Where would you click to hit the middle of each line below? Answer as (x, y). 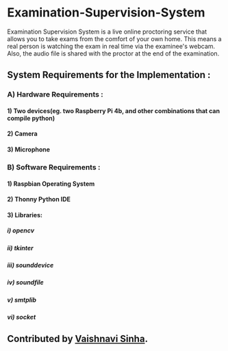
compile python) (31, 118)
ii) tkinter (20, 247)
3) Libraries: (25, 215)
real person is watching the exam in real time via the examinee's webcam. (111, 46)
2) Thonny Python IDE (39, 199)
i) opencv (21, 230)
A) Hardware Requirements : (55, 95)
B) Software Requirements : (54, 167)
